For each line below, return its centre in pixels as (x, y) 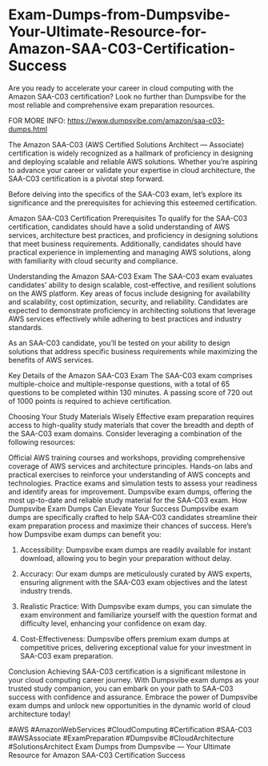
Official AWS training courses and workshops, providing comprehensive (127, 458)
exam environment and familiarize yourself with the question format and (138, 615)
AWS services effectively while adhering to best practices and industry (125, 319)
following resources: (42, 441)
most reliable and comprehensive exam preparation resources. (112, 105)
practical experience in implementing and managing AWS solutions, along (130, 252)
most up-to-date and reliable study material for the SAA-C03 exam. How (128, 500)
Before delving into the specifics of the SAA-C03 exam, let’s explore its (125, 194)
